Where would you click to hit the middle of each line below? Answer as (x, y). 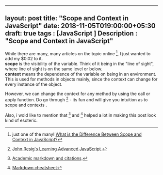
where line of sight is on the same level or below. (54, 69)
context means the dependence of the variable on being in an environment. (81, 74)
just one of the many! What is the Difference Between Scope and (77, 134)
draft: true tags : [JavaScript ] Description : (71, 34)
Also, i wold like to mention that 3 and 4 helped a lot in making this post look (81, 115)
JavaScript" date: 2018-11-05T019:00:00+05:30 (81, 26)
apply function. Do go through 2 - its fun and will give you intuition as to (76, 99)
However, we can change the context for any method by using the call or (78, 94)
